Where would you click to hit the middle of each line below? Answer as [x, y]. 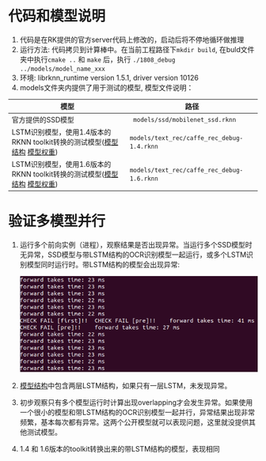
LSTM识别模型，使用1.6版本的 [61, 164]
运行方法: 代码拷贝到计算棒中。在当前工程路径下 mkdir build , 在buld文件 [137, 49]
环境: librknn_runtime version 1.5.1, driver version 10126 [109, 77]
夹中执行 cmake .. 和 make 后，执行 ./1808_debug [97, 59]
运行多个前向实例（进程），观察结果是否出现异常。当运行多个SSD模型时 [136, 244]
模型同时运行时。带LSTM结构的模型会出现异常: [103, 264]
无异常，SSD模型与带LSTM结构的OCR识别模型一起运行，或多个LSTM [133, 255]
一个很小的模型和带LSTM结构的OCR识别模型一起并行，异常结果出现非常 [137, 412]
